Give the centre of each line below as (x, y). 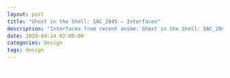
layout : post (26, 14)
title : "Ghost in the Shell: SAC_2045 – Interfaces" (84, 21)
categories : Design (35, 43)
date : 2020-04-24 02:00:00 (46, 36)
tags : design (26, 50)
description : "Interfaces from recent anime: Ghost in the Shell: (104, 28)
